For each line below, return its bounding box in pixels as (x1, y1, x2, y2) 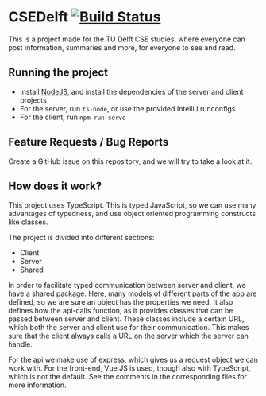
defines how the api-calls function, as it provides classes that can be (8, 306, 233, 316)
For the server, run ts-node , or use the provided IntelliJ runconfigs (19, 103, 236, 113)
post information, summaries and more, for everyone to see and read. (8, 42, 236, 52)
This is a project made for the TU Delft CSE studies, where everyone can (8, 34, 246, 44)
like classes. (8, 217, 48, 227)
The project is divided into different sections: (8, 233, 155, 243)
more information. (8, 380, 67, 390)
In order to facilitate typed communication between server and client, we (8, 281, 246, 290)
